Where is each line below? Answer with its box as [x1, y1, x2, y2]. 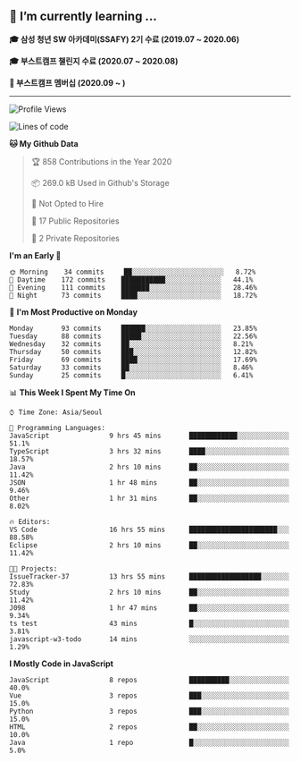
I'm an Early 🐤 [9, 250, 62, 260]
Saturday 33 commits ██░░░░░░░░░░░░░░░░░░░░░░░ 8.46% [9, 363, 254, 372]
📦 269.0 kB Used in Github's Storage [30, 177, 170, 188]
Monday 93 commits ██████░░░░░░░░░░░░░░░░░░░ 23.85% [9, 324, 257, 333]
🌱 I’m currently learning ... [9, 9, 158, 24]
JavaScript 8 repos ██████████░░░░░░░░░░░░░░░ [9, 675, 290, 684]
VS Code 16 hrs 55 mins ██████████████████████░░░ [9, 525, 290, 534]
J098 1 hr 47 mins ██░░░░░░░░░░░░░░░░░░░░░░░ [9, 603, 290, 613]
